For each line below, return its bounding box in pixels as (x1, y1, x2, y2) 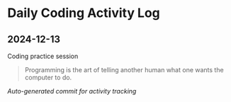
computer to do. (24, 73, 72, 81)
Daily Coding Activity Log (7, 5, 161, 21)
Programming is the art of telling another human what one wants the (24, 66, 225, 74)
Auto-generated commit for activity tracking (7, 87, 137, 95)
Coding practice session (7, 52, 79, 60)
